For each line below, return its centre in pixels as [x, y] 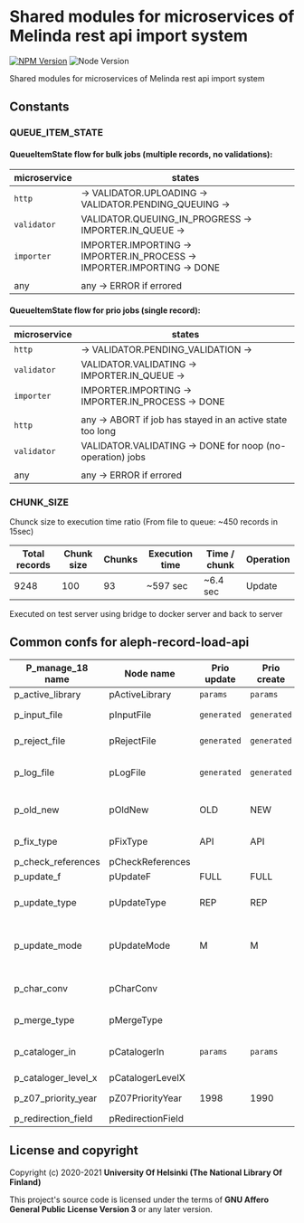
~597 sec [167, 585]
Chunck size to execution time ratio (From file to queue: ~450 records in [144, 521]
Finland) [25, 1181]
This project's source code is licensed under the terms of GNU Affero [139, 1199]
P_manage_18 [57, 668]
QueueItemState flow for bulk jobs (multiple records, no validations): [141, 154]
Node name [150, 673]
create [271, 678]
